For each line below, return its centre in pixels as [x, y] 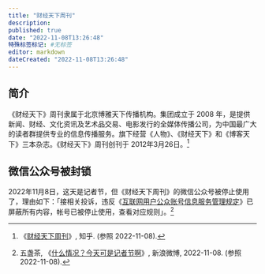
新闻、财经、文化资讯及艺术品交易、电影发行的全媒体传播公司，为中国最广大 [132, 124]
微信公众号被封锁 [50, 171]
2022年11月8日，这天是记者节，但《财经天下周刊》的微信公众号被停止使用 [129, 192]
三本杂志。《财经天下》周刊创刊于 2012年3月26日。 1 [106, 143]
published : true [35, 30]
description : [30, 23]
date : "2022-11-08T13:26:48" [56, 38]
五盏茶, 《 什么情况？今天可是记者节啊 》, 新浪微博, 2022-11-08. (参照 [131, 253]
